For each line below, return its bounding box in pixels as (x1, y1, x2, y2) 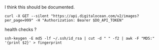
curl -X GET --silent (4, 14, 49, 19)
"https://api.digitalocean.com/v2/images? (51, 14, 139, 19)
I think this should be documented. (4, 4, 75, 10)
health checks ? (4, 26, 37, 32)
